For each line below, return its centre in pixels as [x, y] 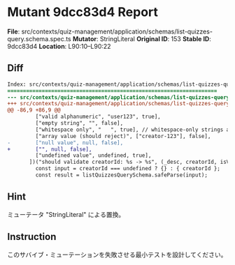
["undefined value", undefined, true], [93, 156]
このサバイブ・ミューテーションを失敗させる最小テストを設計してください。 [117, 255]
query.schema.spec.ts [39, 38]
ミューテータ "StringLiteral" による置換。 [66, 214]
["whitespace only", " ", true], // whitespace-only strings [129, 130]
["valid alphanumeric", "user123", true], [98, 117]
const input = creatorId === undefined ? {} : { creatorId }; [128, 169]
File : [14, 31]
